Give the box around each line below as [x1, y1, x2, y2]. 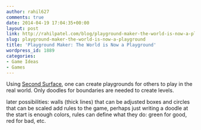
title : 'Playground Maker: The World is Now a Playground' [6, 42, 157, 48]
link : [6, 31, 20, 37]
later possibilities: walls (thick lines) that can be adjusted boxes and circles [6, 98, 190, 106]
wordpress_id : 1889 [6, 48, 55, 54]
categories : [6, 53, 36, 59]
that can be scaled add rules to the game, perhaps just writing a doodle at [6, 105, 188, 112]
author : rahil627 [6, 8, 50, 15]
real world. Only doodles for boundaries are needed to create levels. [6, 87, 175, 94]
